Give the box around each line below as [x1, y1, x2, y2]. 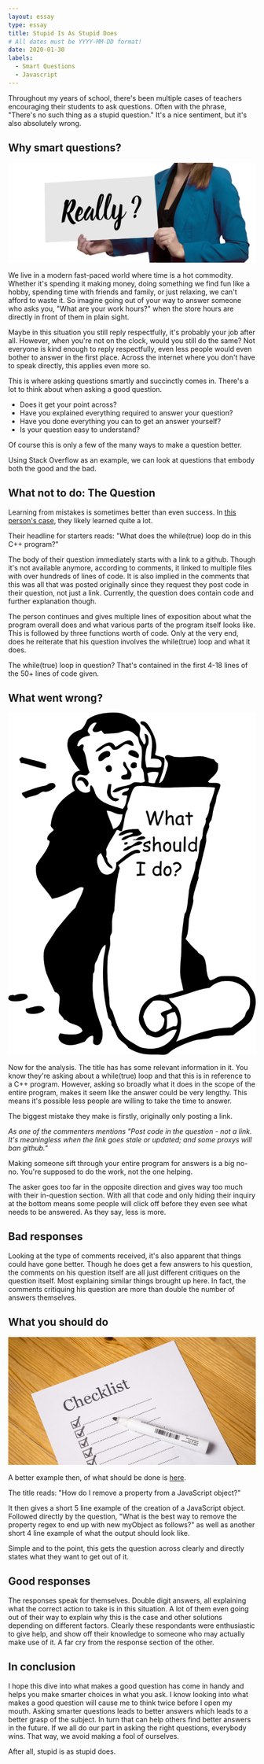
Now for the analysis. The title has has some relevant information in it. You [8, 1063, 249, 1072]
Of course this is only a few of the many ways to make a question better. [8, 440, 242, 449]
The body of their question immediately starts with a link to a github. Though [8, 555, 256, 564]
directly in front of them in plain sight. [8, 312, 130, 322]
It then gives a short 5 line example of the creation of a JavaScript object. [8, 1503, 246, 1512]
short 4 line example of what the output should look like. [8, 1528, 190, 1537]
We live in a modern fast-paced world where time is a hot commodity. [8, 270, 233, 279]
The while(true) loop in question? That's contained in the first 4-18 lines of [8, 660, 248, 670]
